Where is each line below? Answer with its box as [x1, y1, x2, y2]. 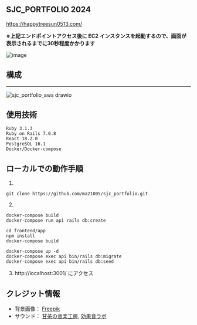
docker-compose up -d [6, 249, 59, 255]
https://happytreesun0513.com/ [6, 20, 83, 27]
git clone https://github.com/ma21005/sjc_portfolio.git [6, 191, 148, 197]
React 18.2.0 [6, 136, 38, 142]
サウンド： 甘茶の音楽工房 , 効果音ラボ [14, 313, 107, 320]
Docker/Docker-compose [6, 146, 62, 152]
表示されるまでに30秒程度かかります [6, 39, 96, 46]
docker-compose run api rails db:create [6, 218, 107, 224]
